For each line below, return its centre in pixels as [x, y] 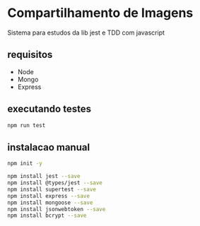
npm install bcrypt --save [47, 216]
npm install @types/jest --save [55, 183]
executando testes [49, 109]
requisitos [30, 55]
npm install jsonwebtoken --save [57, 209]
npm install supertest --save [52, 189]
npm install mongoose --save [50, 203]
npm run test [27, 125]
